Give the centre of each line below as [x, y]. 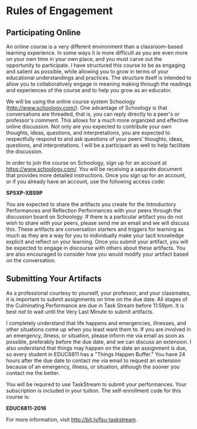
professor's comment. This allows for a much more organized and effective [97, 120]
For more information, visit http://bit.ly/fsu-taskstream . [72, 419]
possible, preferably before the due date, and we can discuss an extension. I [99, 342]
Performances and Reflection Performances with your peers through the [94, 210]
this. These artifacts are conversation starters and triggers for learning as [95, 229]
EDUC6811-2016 [26, 408]
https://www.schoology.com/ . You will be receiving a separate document [94, 169]
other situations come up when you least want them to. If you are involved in [98, 329]
